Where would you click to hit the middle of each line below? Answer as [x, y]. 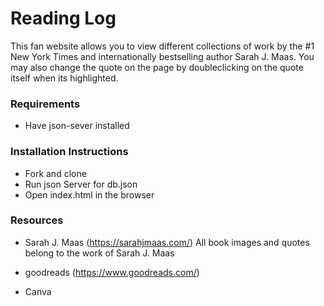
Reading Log [63, 18]
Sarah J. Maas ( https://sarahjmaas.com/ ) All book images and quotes [167, 242]
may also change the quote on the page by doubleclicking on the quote [157, 67]
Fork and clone [55, 173]
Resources [37, 220]
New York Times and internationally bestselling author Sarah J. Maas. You [162, 56]
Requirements [45, 104]
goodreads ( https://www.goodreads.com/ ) [112, 272]
